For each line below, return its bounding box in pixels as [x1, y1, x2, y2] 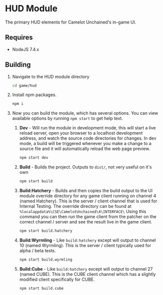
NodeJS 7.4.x [12, 46, 39, 52]
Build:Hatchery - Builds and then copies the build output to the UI [19, 188, 153, 194]
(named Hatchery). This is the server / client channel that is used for [19, 198, 158, 204]
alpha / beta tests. [19, 247, 56, 253]
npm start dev [19, 155, 48, 160]
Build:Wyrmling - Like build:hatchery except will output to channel [19, 237, 156, 243]
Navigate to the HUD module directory [12, 74, 90, 79]
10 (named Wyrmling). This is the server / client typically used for [19, 242, 151, 248]
